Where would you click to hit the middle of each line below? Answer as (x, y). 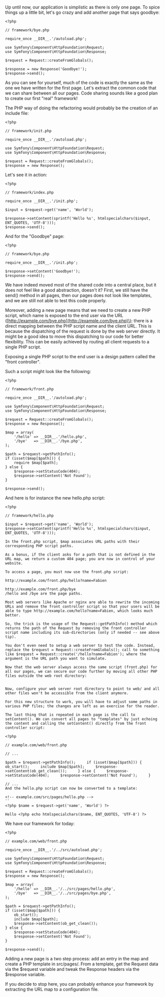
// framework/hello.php (30, 516)
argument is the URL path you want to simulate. (56, 659)
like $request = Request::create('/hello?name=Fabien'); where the (76, 654)
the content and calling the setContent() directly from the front (76, 723)
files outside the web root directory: (46, 676)
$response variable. (25, 974)
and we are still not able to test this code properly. (56, 301)
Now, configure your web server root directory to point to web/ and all (82, 689)
